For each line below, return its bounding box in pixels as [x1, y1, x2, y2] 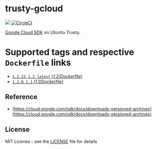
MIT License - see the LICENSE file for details [5, 138, 97, 144]
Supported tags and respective [5, 47, 134, 58]
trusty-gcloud [5, 3, 63, 14]
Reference [5, 93, 38, 101]
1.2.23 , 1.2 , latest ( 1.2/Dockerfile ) [12, 73, 83, 79]
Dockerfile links [5, 57, 71, 68]
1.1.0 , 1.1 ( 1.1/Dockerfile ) [12, 78, 64, 84]
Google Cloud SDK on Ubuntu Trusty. [5, 29, 80, 35]
